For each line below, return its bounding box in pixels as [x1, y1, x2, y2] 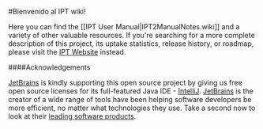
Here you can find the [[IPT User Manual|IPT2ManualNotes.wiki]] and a [8, 22, 240, 31]
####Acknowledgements [8, 63, 91, 72]
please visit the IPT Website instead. [8, 47, 126, 56]
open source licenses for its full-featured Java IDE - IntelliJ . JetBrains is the [8, 86, 254, 96]
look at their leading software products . [8, 112, 137, 121]
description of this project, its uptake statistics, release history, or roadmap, [8, 39, 254, 48]
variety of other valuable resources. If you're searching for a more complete [8, 31, 255, 40]
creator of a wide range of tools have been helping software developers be [8, 95, 252, 104]
